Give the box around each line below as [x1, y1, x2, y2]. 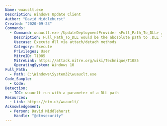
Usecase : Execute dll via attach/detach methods [14, 40, 117, 45]
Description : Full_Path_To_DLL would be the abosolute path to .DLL [14, 35, 159, 40]
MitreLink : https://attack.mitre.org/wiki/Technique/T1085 [14, 58, 139, 63]
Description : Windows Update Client [5, 12, 81, 17]
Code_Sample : [5, 76, 32, 81]
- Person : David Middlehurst [9, 109, 70, 114]
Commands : [5, 26, 26, 31]
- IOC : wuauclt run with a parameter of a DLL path [9, 90, 119, 95]
